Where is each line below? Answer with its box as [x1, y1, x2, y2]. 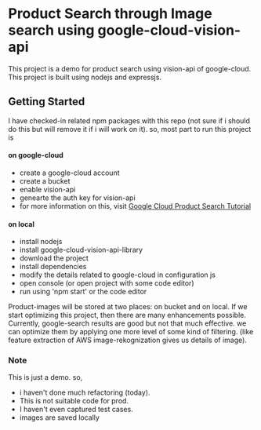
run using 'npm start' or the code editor [19, 287, 147, 297]
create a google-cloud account [19, 168, 120, 177]
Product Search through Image [8, 5, 213, 23]
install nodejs [19, 237, 63, 246]
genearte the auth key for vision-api [19, 193, 136, 202]
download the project [19, 253, 89, 263]
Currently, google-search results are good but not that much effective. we [8, 319, 247, 328]
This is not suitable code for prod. [19, 396, 129, 406]
